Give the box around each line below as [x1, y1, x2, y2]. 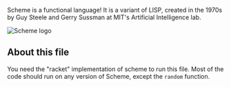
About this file [7, 46, 70, 58]
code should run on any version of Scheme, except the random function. [7, 72, 210, 80]
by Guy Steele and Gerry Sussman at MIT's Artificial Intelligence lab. [7, 13, 201, 21]
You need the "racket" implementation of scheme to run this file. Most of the [7, 65, 224, 73]
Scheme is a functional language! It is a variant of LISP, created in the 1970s [7, 6, 223, 14]
